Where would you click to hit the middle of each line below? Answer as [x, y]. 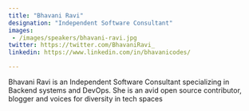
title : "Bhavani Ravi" [46, 15]
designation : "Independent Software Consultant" [91, 23]
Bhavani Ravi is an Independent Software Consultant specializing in [119, 82]
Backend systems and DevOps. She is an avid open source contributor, [125, 90]
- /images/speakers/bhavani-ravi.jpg [74, 38]
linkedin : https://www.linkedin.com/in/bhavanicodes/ [100, 52]
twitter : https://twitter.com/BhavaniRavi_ [82, 45]
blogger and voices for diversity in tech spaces [86, 99]
